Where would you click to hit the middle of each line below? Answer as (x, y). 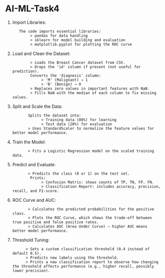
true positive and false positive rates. (55, 222)
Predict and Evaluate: (34, 164)
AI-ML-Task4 (32, 9)
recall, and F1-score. (36, 191)
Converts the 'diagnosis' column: (66, 75)
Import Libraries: (29, 22)
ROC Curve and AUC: (34, 200)
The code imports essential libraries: (60, 31)
